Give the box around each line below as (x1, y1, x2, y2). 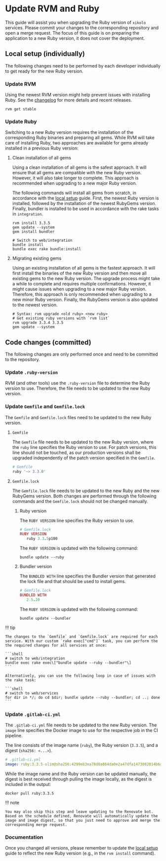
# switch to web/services (5, 691, 58, 696)
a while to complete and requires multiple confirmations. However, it (12, 281, 151, 287)
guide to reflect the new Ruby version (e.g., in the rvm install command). (5, 850, 156, 857)
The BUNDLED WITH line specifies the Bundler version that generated (19, 573, 156, 579)
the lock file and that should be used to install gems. (19, 578, 126, 584)
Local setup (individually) (5, 50, 85, 58)
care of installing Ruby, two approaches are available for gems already (5, 140, 149, 146)
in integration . (12, 211, 43, 217)
